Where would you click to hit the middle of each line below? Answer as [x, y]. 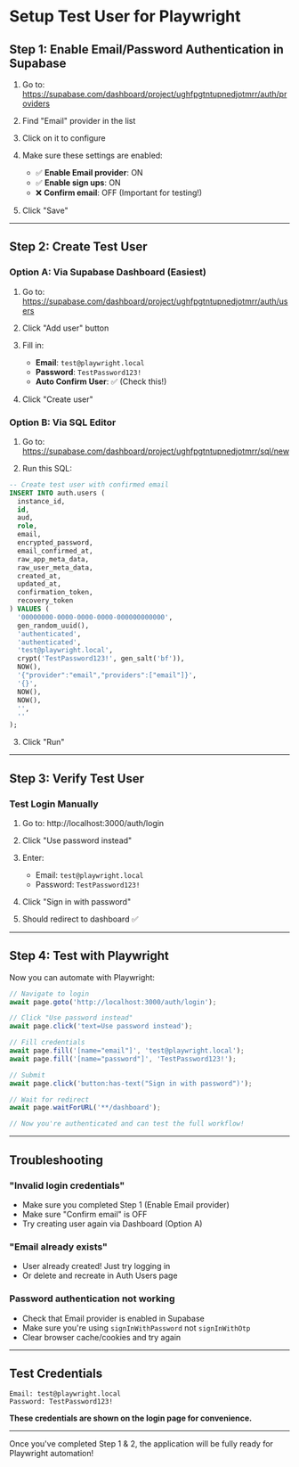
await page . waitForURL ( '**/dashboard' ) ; [85, 1108]
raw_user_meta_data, [55, 568]
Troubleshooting [57, 1160]
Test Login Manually [54, 804]
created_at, [40, 576]
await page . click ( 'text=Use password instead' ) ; [101, 1027]
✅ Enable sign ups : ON [78, 183]
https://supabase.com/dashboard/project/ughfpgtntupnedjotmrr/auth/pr [154, 94]
